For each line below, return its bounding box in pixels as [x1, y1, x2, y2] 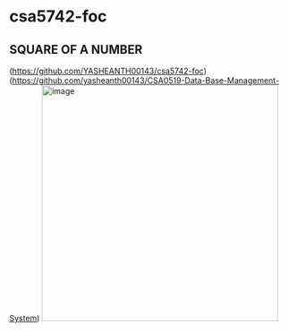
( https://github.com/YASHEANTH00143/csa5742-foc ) [9, 65, 208, 76]
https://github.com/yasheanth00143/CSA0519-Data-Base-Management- [12, 75, 280, 86]
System [9, 313, 38, 323]
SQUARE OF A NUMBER [9, 42, 143, 57]
